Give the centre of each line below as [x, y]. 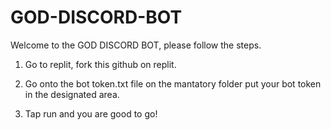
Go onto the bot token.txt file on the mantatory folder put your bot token [173, 83]
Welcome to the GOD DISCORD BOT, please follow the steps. [136, 45]
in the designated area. [72, 94]
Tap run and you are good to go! [91, 113]
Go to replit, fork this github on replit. [100, 64]
